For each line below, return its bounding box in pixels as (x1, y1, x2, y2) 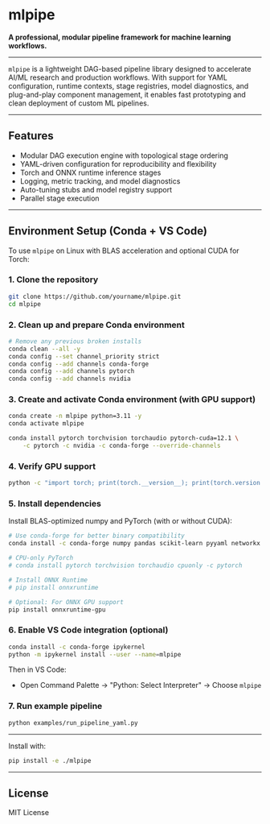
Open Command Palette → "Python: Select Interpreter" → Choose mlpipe (19, 681, 262, 690)
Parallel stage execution (19, 193, 100, 203)
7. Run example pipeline (8, 701, 103, 712)
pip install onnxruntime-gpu (8, 606, 106, 614)
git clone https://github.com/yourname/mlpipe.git (8, 292, 182, 300)
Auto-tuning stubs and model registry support (19, 184, 173, 194)
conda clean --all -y (8, 345, 81, 353)
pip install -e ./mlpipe (8, 756, 92, 764)
